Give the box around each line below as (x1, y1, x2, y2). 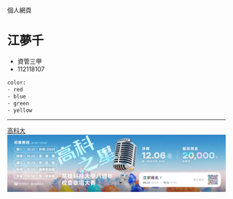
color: (7, 79, 26, 86)
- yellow (7, 107, 33, 114)
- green (7, 100, 30, 107)
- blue (7, 93, 26, 100)
